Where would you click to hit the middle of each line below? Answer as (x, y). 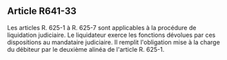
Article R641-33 (42, 11)
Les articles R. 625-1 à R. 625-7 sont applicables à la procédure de (102, 27)
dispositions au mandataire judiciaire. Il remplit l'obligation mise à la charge (114, 42)
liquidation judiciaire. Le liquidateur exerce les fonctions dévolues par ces (111, 35)
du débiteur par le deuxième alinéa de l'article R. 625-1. (86, 49)
